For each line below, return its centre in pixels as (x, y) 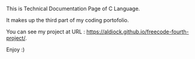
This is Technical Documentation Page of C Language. (73, 9)
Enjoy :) (16, 49)
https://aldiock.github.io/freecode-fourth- (138, 32)
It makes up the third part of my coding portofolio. (68, 20)
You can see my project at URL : (46, 32)
